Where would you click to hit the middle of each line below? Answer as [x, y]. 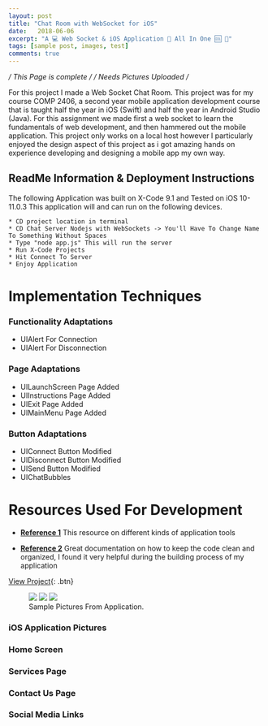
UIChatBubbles [45, 477]
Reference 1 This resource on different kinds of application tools [128, 532]
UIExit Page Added [52, 404]
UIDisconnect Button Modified [71, 460]
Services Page [37, 671]
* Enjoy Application [43, 264]
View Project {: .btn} [41, 581]
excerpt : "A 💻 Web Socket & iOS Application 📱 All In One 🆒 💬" [121, 39]
